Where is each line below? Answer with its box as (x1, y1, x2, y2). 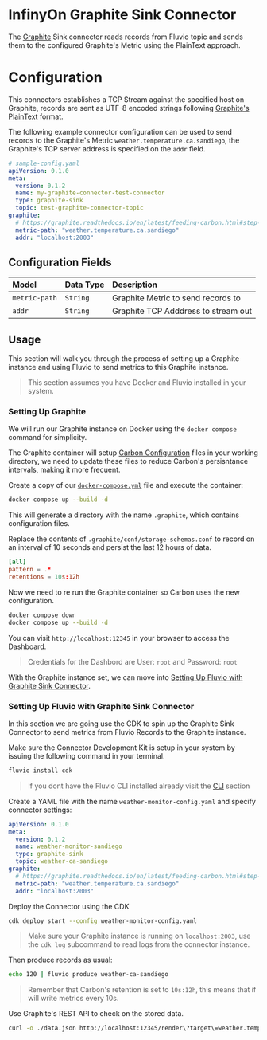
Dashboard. (8, 642, 47, 651)
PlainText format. (8, 112, 64, 121)
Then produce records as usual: (8, 955, 113, 965)
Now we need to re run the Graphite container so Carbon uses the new (8, 587, 240, 597)
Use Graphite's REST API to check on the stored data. (8, 1009, 184, 1018)
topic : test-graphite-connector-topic (15, 204, 145, 212)
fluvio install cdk (8, 767, 73, 775)
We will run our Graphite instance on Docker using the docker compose (8, 424, 237, 434)
